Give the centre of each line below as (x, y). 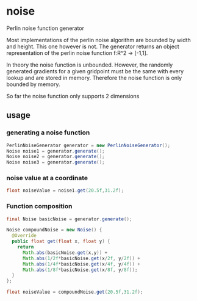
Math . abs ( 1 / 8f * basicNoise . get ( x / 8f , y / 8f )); (80, 270)
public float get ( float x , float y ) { (61, 241)
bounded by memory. (33, 84)
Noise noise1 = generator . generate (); (56, 151)
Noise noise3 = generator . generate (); (56, 162)
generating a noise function (48, 132)
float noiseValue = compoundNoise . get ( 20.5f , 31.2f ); (75, 292)
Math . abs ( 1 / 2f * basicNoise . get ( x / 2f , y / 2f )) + (81, 258)
